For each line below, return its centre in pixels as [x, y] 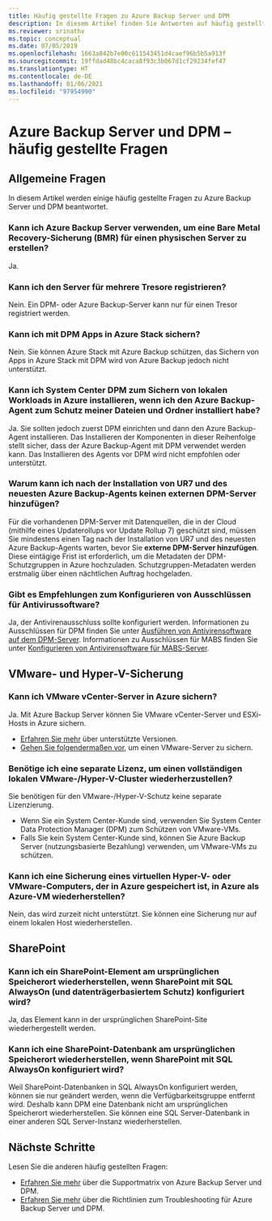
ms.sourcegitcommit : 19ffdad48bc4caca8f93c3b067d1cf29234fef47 [117, 62]
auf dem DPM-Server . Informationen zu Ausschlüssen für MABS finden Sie [133, 640]
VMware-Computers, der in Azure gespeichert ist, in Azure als [134, 887]
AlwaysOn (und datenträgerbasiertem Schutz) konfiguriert [127, 991]
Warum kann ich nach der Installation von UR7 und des [118, 484]
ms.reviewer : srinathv [47, 31]
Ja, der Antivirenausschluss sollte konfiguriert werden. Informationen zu [129, 623]
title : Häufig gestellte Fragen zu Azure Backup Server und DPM [119, 16]
